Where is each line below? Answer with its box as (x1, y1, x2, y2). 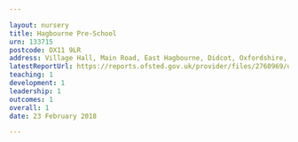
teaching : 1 (9, 70, 53, 80)
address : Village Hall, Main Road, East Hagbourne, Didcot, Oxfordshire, (9, 54, 288, 63)
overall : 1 (9, 103, 50, 112)
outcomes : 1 (9, 95, 53, 104)
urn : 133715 (9, 37, 53, 46)
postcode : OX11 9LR (9, 45, 82, 54)
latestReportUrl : (9, 62, 74, 71)
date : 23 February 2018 (9, 112, 98, 121)
